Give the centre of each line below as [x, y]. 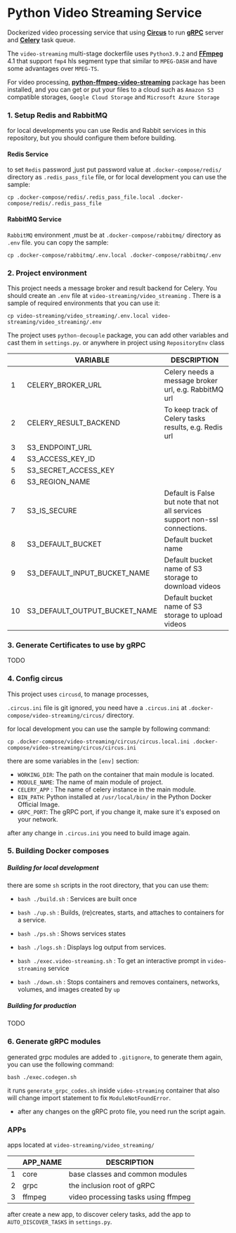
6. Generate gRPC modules [54, 1042]
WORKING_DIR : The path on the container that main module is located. [116, 774]
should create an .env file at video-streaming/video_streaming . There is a [114, 295]
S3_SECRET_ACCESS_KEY [71, 470]
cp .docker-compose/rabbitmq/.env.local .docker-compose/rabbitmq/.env [114, 255]
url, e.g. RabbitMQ [194, 389]
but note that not [191, 502]
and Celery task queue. [41, 39]
